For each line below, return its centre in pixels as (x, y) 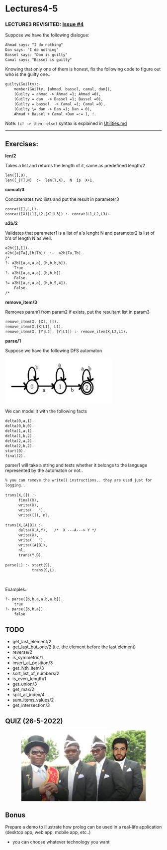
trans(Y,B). (31, 555)
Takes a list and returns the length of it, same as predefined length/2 (75, 166)
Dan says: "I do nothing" (32, 50)
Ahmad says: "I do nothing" (34, 45)
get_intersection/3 (31, 705)
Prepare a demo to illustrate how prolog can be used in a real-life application (83, 827)
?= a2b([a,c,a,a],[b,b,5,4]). (37, 283)
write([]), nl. (34, 515)
